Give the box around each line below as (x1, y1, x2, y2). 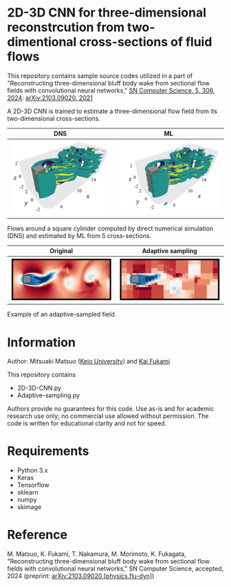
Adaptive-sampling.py (16, 391, 80, 399)
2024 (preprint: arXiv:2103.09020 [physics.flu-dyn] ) (7, 572, 155, 580)
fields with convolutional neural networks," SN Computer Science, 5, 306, (7, 86, 215, 94)
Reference (7, 527, 67, 543)
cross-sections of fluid (78, 34, 212, 50)
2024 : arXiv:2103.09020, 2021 (7, 93, 93, 101)
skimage (16, 503, 42, 511)
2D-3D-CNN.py (16, 384, 62, 392)
